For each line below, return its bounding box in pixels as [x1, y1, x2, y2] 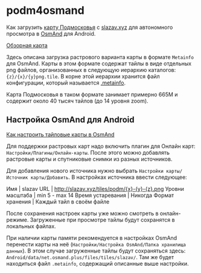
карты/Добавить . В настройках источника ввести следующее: [30, 173, 187, 181]
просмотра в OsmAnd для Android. [6, 30, 96, 37]
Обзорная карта [6, 42, 48, 49]
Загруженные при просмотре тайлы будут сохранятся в [30, 216, 175, 223]
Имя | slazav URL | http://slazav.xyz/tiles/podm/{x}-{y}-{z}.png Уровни [6, 185, 184, 192]
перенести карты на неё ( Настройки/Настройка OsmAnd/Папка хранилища [6, 240, 186, 248]
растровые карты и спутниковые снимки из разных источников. [6, 155, 173, 162]
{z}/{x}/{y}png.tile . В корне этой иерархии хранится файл [6, 72, 160, 80]
